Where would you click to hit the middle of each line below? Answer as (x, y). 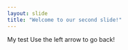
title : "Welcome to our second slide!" (65, 20)
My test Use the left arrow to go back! (61, 39)
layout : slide (28, 13)
